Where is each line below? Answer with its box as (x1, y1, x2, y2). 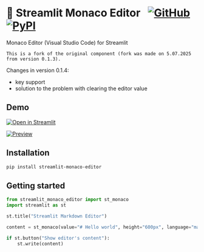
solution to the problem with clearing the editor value (15, 85, 148, 92)
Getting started (6, 181, 66, 191)
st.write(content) (17, 240, 64, 247)
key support (15, 78, 46, 85)
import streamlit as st (6, 202, 67, 208)
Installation (6, 148, 50, 158)
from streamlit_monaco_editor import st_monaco (6, 197, 129, 203)
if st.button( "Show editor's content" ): (6, 235, 110, 241)
